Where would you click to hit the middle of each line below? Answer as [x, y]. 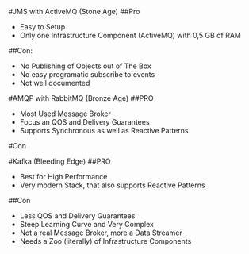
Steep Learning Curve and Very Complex [87, 224]
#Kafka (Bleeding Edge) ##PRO [59, 161]
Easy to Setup [42, 27]
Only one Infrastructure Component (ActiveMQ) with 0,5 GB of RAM [130, 35]
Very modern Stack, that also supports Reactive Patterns [112, 185]
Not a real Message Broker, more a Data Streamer [101, 233]
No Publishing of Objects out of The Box [86, 66]
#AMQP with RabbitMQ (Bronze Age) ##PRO [81, 98]
